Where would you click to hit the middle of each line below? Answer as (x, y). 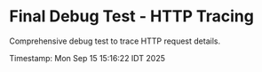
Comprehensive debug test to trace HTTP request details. (115, 41)
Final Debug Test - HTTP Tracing (132, 16)
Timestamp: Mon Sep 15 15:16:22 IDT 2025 (87, 58)
